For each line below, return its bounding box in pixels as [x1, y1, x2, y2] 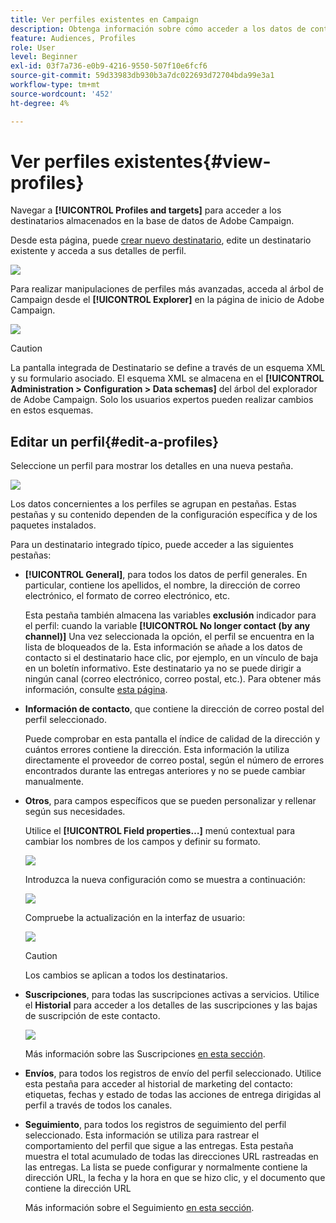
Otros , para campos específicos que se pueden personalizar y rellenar [24, 795, 317, 807]
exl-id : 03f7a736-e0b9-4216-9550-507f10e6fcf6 [10, 61, 208, 71]
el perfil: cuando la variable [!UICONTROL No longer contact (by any [24, 620, 311, 632]
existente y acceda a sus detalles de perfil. [10, 245, 187, 257]
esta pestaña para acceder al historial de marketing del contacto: [24, 1078, 293, 1090]
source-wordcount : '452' [10, 89, 114, 99]
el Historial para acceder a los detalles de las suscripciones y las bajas [24, 999, 318, 1011]
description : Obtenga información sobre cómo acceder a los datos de [10, 24, 307, 34]
